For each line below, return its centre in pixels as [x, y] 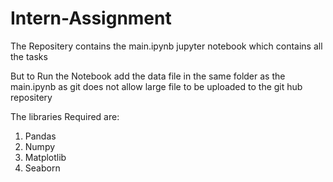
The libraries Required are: [65, 116]
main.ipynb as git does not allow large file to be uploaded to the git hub [156, 86]
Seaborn [42, 168]
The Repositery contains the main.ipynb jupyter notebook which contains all [166, 46]
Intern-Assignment [91, 18]
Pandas [40, 136]
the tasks [29, 56]
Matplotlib [45, 157]
